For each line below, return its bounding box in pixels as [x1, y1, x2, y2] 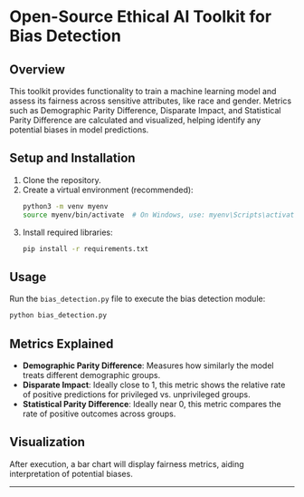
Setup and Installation [9, 151, 136, 166]
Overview [9, 62, 66, 77]
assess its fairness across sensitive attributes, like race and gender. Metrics [9, 95, 292, 106]
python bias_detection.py [9, 311, 107, 320]
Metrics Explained [9, 336, 114, 351]
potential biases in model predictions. [9, 124, 149, 135]
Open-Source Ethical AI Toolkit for [9, 6, 272, 27]
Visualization [9, 434, 86, 450]
